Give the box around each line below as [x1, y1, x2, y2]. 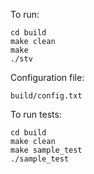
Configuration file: [10, 72, 85, 83]
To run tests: [10, 109, 62, 120]
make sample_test [10, 145, 83, 155]
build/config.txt [10, 91, 83, 101]
